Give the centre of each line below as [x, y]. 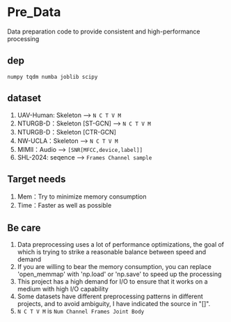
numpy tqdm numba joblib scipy [53, 77]
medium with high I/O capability [63, 289]
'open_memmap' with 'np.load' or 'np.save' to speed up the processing [119, 274]
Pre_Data [34, 12]
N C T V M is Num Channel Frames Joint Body [81, 312]
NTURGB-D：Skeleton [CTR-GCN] [67, 132]
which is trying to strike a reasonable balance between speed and [112, 252]
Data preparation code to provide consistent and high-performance [104, 31]
